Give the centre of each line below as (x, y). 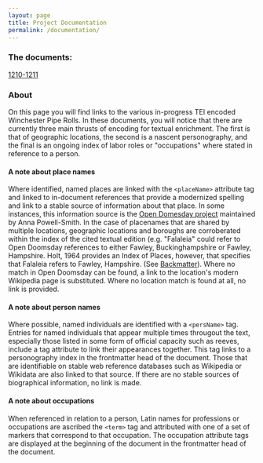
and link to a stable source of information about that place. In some (117, 206)
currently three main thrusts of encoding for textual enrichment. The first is (129, 128)
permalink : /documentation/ (54, 30)
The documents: (40, 57)
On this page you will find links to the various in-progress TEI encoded (122, 111)
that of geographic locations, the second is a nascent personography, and (128, 137)
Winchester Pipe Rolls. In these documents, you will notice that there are (125, 120)
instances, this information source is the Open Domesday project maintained (132, 214)
